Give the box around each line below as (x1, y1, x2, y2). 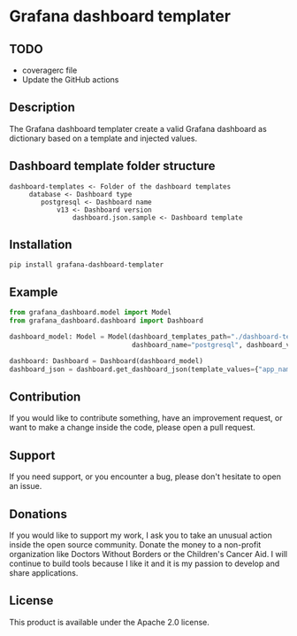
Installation (9, 237, 72, 252)
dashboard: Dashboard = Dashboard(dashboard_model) (9, 356, 203, 365)
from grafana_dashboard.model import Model (9, 308, 172, 317)
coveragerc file (21, 65, 78, 75)
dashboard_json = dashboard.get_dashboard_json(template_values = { (9, 365, 259, 374)
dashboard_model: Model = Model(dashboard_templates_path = (9, 332, 232, 341)
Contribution (9, 389, 81, 404)
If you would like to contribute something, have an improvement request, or (9, 413, 283, 423)
